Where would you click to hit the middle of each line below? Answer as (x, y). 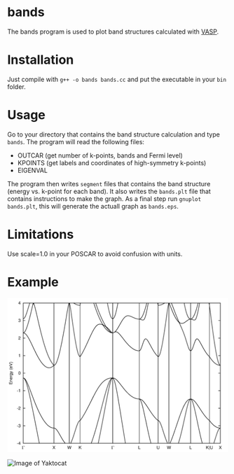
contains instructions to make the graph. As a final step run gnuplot (104, 198)
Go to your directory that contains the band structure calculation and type (114, 134)
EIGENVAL (32, 170)
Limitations (41, 235)
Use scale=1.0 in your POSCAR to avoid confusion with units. (95, 253)
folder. (16, 86)
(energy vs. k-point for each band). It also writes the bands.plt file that (109, 191)
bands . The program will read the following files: (76, 141)
